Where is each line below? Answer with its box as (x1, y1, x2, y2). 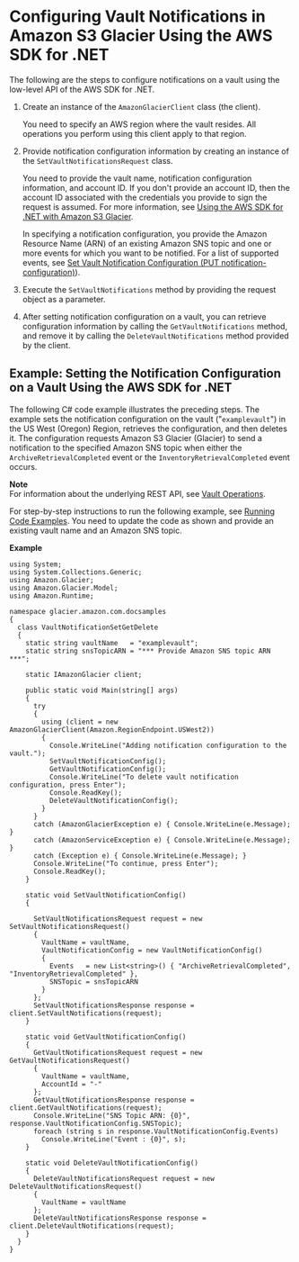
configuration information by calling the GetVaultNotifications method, (22, 320, 288, 331)
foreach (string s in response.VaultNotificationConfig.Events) (32, 1127, 279, 1136)
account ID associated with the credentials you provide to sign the (22, 192, 268, 203)
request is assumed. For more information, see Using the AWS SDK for (22, 201, 284, 212)
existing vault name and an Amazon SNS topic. (9, 525, 182, 536)
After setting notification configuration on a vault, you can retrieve (22, 311, 267, 321)
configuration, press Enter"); (9, 780, 127, 789)
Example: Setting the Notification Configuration (9, 366, 281, 382)
